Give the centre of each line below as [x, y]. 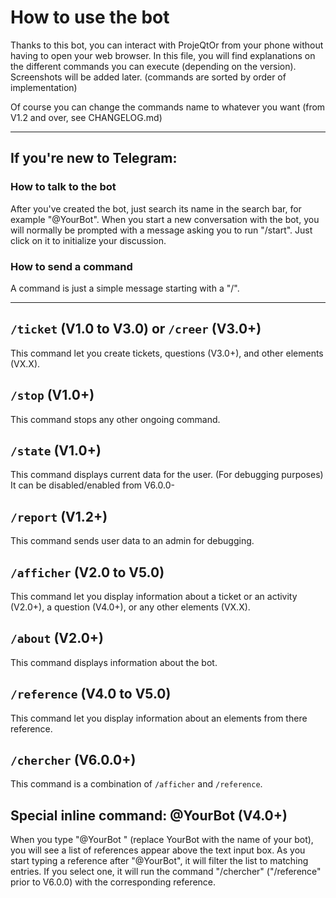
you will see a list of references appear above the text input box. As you [158, 850]
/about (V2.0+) [57, 638]
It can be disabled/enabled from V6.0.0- [92, 485]
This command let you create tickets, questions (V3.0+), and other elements [167, 353]
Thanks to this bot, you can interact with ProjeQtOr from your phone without [167, 45]
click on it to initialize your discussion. [88, 240]
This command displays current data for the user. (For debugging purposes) [167, 475]
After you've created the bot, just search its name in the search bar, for [156, 208]
